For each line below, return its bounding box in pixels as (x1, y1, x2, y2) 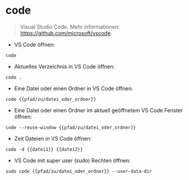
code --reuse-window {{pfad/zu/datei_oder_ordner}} (5, 124, 136, 131)
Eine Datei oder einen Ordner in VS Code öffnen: (14, 84, 133, 92)
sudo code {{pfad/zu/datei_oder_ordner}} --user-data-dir (5, 168, 152, 174)
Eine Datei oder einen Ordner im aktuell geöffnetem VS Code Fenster (14, 106, 183, 113)
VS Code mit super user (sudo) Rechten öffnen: (14, 157, 131, 164)
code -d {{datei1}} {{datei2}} (5, 146, 83, 152)
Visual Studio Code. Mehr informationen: (20, 23, 120, 30)
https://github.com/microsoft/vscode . (20, 29, 112, 36)
